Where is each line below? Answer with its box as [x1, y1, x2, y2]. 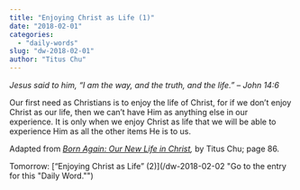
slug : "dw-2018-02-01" [9, 47, 95, 56]
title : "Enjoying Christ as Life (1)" [9, 13, 155, 23]
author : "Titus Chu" [9, 55, 87, 64]
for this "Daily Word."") [9, 170, 95, 181]
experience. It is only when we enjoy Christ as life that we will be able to [9, 116, 277, 127]
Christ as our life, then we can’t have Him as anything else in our [9, 107, 249, 117]
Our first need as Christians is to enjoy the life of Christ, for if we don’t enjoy [9, 97, 292, 108]
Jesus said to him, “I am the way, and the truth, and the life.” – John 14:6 [9, 80, 279, 90]
